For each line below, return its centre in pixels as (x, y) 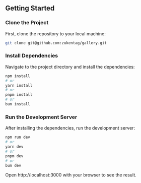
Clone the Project (27, 23)
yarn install (19, 85)
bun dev (13, 165)
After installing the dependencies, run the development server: (70, 128)
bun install (18, 104)
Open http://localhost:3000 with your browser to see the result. (71, 175)
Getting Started (30, 8)
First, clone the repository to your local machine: (55, 34)
